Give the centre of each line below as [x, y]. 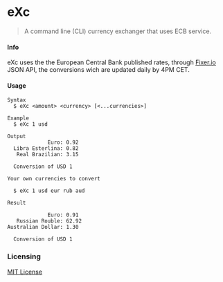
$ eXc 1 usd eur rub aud [49, 191]
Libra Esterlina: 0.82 [46, 149]
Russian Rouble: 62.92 [49, 221]
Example [18, 118]
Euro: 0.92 [63, 142]
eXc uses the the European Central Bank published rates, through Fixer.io [111, 62]
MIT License [25, 272]
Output [17, 137]
